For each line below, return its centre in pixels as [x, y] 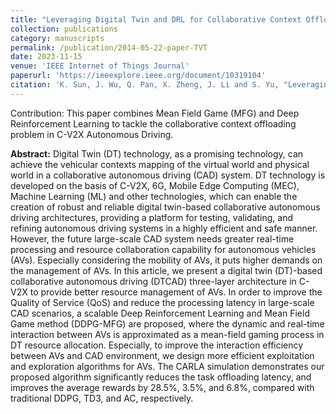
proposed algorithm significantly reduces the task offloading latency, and [161, 377]
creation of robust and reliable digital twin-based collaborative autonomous [165, 207]
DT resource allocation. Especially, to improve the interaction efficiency [157, 345]
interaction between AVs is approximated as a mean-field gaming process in [167, 334]
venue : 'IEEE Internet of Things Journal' [100, 66]
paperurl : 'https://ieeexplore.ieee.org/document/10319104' [138, 76]
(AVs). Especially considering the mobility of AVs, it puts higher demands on [166, 260]
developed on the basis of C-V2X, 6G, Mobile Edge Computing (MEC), [155, 185]
